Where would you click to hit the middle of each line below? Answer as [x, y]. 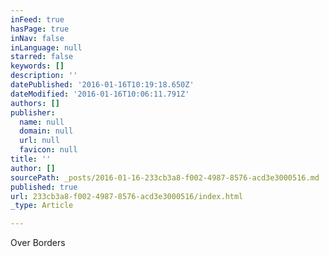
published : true [44, 187]
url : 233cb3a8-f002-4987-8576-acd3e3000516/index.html [127, 196]
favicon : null [48, 150]
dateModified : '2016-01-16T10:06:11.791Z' [100, 94]
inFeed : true [37, 19]
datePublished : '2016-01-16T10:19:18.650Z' [102, 85]
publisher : [33, 112]
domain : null [46, 131]
